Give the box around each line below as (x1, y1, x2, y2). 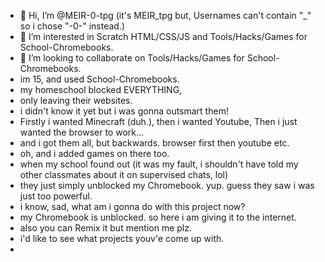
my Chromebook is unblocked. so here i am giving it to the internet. (19, 211, 297, 223)
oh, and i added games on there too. (19, 148, 170, 159)
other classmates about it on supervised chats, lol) (19, 169, 229, 180)
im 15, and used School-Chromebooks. (19, 73, 180, 85)
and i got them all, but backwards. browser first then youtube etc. (19, 137, 290, 149)
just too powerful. (19, 190, 93, 202)
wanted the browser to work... (19, 126, 145, 138)
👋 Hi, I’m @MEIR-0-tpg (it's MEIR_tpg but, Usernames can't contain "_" (19, 10, 312, 21)
